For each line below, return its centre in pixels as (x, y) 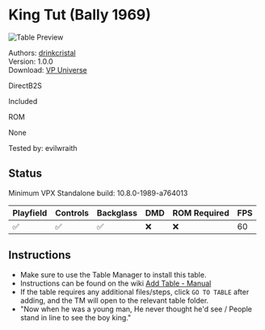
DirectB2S (25, 86)
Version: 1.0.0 (31, 61)
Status (25, 174)
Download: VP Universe (48, 69)
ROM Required (201, 213)
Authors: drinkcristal (42, 52)
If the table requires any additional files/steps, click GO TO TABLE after (135, 291)
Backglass (117, 213)
